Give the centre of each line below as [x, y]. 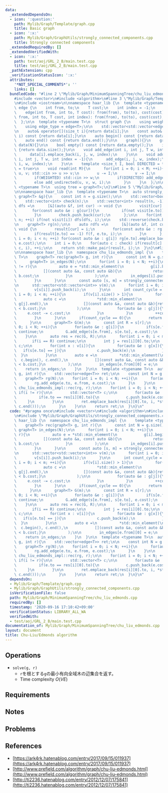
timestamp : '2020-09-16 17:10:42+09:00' [52, 607]
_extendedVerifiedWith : [34, 52]
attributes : [22, 80]
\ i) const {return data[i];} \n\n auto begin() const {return [84, 136]
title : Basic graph [34, 29]
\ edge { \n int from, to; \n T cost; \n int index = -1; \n [85, 108]
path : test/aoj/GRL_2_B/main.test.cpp [54, 61]
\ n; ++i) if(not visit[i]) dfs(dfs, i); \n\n [62, 220]
